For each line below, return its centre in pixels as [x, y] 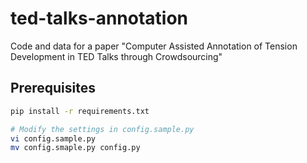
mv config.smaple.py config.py [75, 148]
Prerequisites [53, 88]
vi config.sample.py [53, 138]
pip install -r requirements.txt [80, 111]
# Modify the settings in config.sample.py [102, 129]
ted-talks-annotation [99, 18]
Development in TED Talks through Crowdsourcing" [116, 56]
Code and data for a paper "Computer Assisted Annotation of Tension [154, 46]
